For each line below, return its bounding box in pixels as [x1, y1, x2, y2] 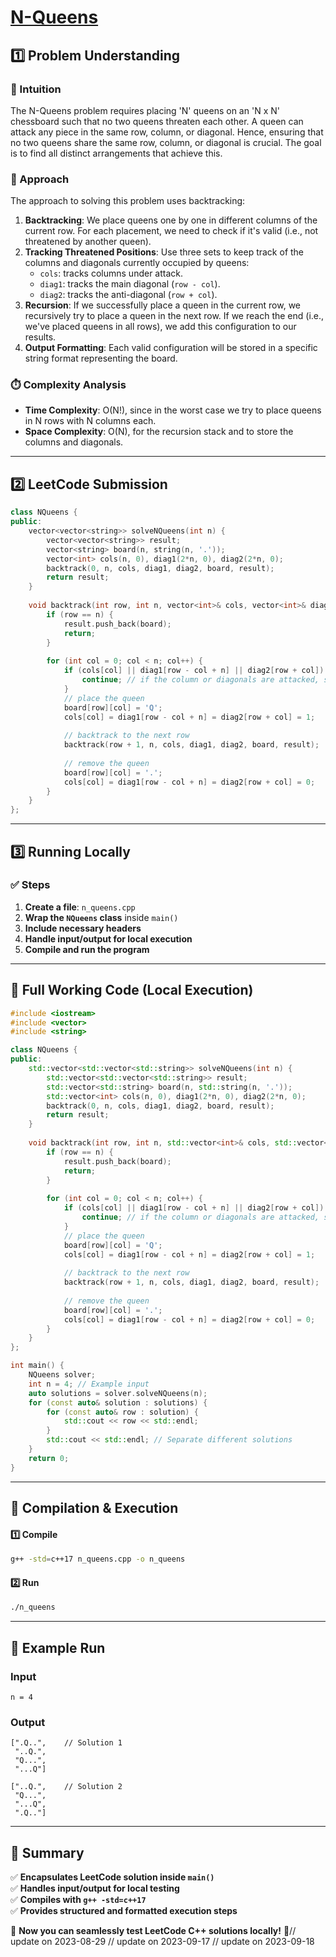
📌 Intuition [10, 82, 62, 96]
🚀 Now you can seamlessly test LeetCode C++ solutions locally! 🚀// [10, 1925, 297, 1936]
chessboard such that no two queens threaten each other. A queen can [10, 115, 304, 127]
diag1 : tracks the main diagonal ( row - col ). [39, 278, 221, 290]
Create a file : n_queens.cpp [24, 901, 136, 913]
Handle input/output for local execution [24, 932, 193, 945]
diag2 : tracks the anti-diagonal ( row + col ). [39, 289, 218, 301]
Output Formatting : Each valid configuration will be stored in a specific [24, 342, 318, 354]
